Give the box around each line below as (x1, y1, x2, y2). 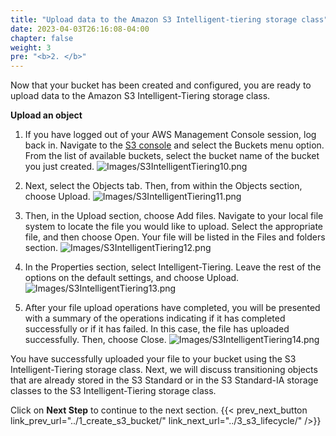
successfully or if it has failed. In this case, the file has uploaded (24, 323, 290, 335)
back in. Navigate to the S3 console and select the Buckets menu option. (24, 139, 325, 151)
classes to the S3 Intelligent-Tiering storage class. (10, 385, 217, 397)
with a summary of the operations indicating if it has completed (24, 312, 286, 325)
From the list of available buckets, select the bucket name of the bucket (24, 150, 320, 162)
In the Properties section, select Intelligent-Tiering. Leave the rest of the (24, 261, 322, 273)
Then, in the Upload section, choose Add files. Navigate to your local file (24, 210, 324, 222)
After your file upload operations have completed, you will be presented (24, 302, 321, 314)
